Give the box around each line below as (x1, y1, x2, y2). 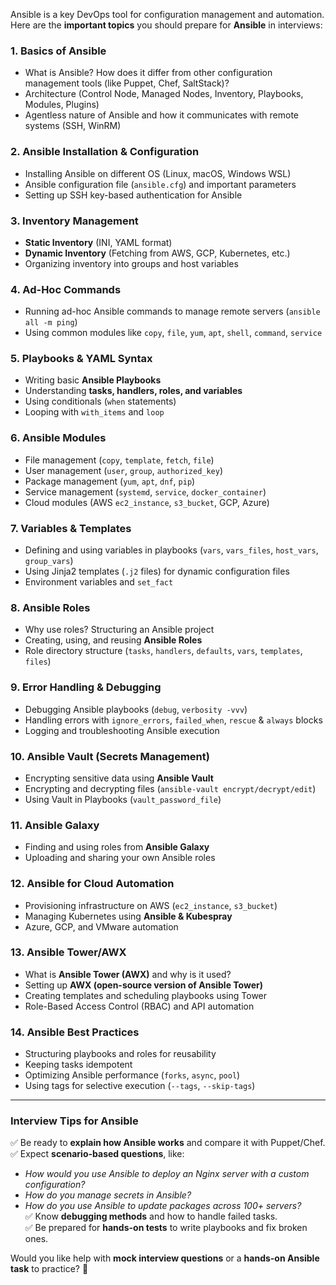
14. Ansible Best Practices (10, 1025, 140, 1039)
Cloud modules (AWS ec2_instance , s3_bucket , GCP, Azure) (24, 496, 270, 508)
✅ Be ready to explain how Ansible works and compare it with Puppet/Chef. (10, 1137, 326, 1149)
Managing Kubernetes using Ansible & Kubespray (24, 910, 233, 922)
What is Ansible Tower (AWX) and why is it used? (24, 968, 232, 980)
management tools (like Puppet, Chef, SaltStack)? (24, 77, 230, 89)
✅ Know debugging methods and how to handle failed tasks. (24, 1210, 278, 1223)
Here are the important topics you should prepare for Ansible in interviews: (10, 19, 323, 31)
